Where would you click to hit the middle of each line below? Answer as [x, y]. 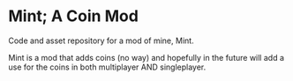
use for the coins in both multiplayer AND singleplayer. [107, 67]
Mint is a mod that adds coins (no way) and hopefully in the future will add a [146, 57]
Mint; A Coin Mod [73, 16]
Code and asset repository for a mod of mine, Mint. [101, 40]
